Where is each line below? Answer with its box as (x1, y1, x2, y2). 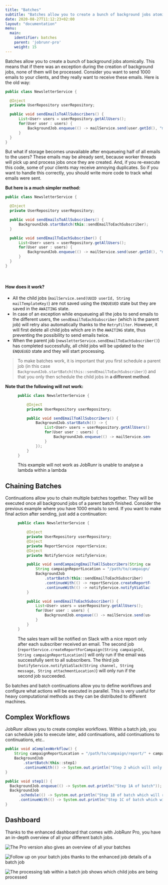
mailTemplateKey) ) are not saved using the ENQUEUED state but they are (12, 300, 156, 306)
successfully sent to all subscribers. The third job (17, 657, 119, 663)
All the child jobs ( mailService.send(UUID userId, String (12, 295, 130, 301)
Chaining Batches (5, 482, 61, 490)
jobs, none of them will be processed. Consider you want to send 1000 (5, 68, 151, 75)
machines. (5, 698, 26, 705)
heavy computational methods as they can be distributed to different (5, 693, 146, 699)
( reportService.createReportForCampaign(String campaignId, (17, 646, 145, 652)
